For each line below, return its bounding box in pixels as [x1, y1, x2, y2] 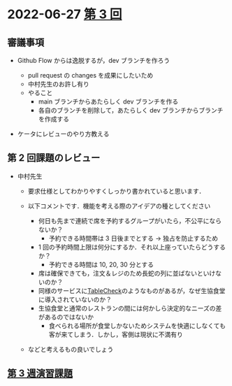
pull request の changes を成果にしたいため [27, 71, 154, 79]
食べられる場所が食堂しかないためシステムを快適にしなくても [48, 321, 226, 329]
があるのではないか [38, 313, 94, 321]
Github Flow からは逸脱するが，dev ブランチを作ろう [17, 57, 170, 64]
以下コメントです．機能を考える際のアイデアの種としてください [27, 201, 211, 210]
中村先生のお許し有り [27, 80, 89, 88]
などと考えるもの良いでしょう [27, 345, 114, 353]
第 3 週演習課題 [7, 368, 73, 380]
